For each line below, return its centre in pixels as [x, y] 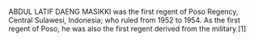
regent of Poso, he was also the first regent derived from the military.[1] [127, 29]
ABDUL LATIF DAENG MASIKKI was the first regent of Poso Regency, [123, 12]
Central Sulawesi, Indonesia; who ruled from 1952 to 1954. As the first [124, 20]
